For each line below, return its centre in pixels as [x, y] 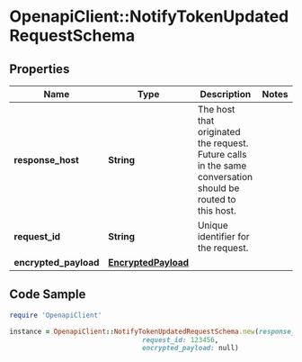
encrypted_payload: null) [191, 348]
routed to [217, 199]
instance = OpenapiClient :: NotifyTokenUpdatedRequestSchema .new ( [134, 331]
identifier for [223, 236]
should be [218, 188]
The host [216, 109]
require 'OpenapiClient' [56, 315]
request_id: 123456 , [181, 339]
